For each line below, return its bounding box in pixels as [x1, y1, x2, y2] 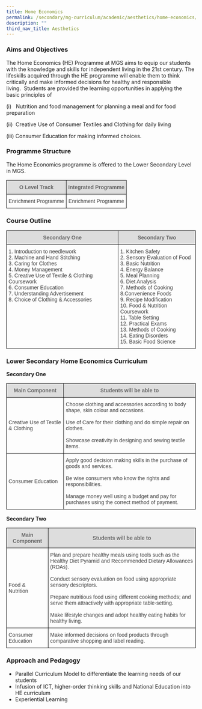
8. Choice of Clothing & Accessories [8, 296, 92, 303]
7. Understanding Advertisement [8, 290, 84, 297]
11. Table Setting [120, 314, 159, 321]
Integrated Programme [68, 184, 125, 190]
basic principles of [6, 91, 52, 98]
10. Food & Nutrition [120, 302, 167, 309]
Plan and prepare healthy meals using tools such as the [50, 552, 180, 559]
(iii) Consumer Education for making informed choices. [6, 132, 142, 139]
